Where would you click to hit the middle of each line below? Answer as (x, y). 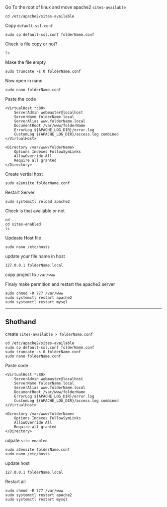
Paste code (17, 365)
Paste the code (21, 99)
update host (17, 463)
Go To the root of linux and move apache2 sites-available (66, 7)
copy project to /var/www (30, 274)
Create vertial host (24, 174)
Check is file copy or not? (31, 44)
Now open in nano (24, 81)
